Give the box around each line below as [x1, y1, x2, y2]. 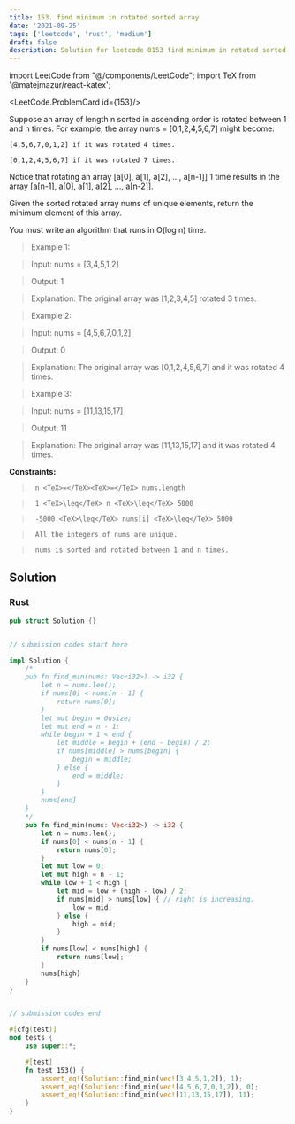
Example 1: [30, 242, 71, 252]
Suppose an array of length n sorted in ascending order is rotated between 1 [9, 114, 287, 125]
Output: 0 [30, 345, 66, 355]
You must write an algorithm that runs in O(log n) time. [9, 225, 207, 236]
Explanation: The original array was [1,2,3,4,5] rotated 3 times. [30, 293, 257, 304]
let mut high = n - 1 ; [41, 870, 125, 880]
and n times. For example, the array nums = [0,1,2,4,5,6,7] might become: [9, 123, 276, 134]
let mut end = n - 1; [41, 722, 121, 731]
